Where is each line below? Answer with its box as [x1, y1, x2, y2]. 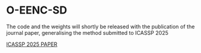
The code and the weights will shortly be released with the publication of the [6, 23, 195, 30]
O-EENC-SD [6, 4, 68, 17]
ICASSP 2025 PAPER [6, 41, 58, 48]
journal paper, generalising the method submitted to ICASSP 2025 [6, 29, 169, 36]
